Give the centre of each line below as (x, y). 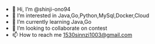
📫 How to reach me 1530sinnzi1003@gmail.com (72, 35)
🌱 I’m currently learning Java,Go (52, 22)
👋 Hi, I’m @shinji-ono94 (41, 9)
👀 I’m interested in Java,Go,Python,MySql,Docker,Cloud (81, 15)
